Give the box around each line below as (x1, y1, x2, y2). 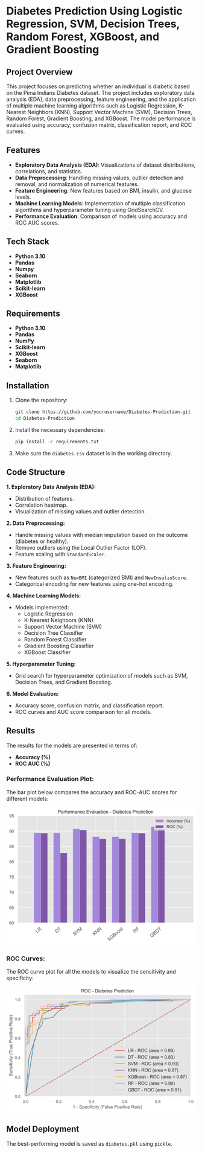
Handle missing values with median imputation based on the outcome (14, 531, 188, 538)
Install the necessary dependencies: (14, 426, 106, 433)
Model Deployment (6, 1124, 80, 1134)
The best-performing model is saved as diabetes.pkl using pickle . (6, 1140, 173, 1147)
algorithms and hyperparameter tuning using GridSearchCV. (14, 206, 165, 213)
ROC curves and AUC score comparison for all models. (14, 708, 152, 715)
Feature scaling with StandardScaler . (14, 550, 107, 557)
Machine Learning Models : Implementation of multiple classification (14, 199, 186, 207)
